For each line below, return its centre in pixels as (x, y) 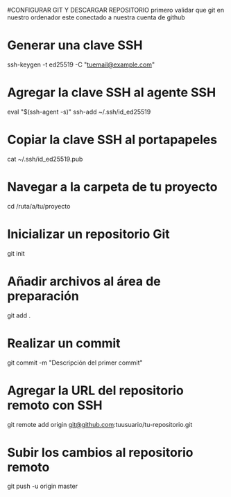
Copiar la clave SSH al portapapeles (112, 140)
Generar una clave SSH (75, 45)
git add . (19, 315)
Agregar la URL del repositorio (95, 390)
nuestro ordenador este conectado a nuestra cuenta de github (96, 17)
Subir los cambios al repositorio (100, 452)
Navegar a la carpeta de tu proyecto (112, 187)
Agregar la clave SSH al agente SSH (112, 93)
